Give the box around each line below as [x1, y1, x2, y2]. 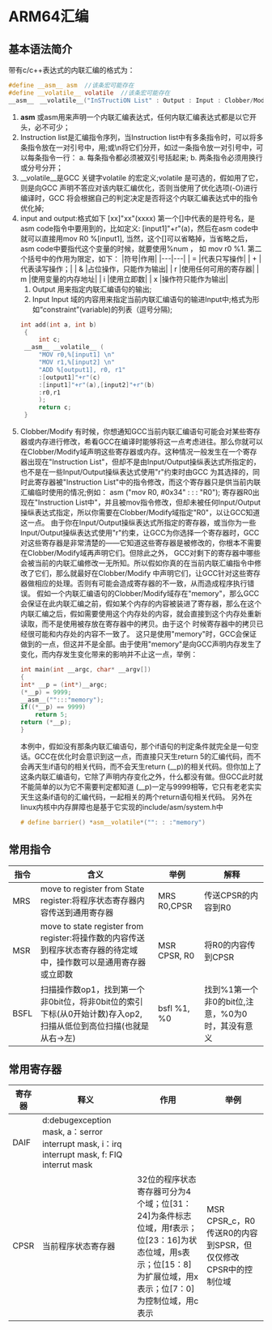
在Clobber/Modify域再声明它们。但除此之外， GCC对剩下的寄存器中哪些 [19, 548, 261, 557]
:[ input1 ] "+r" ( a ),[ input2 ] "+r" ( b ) [38, 381, 155, 389]
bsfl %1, [157, 1002, 190, 1013]
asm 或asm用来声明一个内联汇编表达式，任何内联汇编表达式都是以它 [19, 112, 249, 121]
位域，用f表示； [137, 1222, 198, 1234]
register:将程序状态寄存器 [40, 894, 138, 906]
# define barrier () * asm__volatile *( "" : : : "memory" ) [19, 818, 206, 826]
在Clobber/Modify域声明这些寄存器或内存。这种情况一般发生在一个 [19, 447, 244, 456]
